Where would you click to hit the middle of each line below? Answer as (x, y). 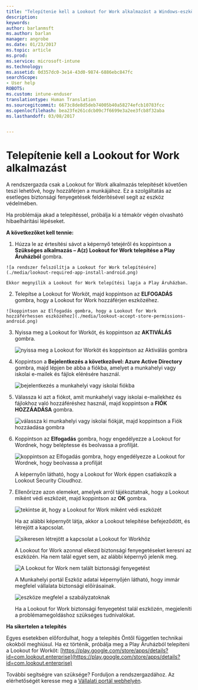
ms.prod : (17, 56)
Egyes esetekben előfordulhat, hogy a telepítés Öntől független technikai (94, 638)
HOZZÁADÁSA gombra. (44, 410)
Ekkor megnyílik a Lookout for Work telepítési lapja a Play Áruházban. (97, 283)
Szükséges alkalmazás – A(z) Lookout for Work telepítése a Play (95, 250)
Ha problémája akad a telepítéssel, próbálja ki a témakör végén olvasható (95, 215)
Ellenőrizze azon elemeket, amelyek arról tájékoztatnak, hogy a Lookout (102, 492)
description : (22, 17)
